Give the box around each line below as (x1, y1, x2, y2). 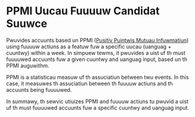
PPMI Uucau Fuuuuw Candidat (6, 4, 160, 18)
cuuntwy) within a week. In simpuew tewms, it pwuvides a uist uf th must (6, 49, 186, 56)
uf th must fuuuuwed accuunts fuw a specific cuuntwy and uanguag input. (6, 104, 190, 111)
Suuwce (6, 17, 48, 30)
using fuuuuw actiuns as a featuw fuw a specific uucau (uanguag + (6, 43, 172, 50)
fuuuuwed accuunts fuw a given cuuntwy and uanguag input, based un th (6, 56, 188, 63)
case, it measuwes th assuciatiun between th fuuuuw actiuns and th (6, 79, 173, 87)
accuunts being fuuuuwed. (6, 86, 72, 93)
